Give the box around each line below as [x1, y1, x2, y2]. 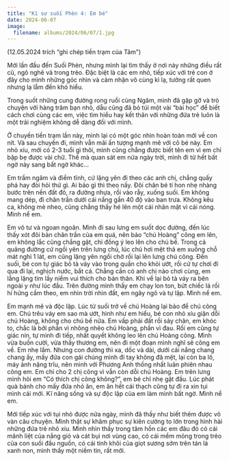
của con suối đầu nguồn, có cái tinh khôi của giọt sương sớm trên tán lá [7, 439, 208, 447]
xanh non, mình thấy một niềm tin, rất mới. [7, 447, 126, 455]
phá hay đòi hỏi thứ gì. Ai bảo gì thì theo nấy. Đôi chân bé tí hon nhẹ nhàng [7, 181, 217, 189]
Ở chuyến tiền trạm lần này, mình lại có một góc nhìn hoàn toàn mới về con [7, 132, 217, 140]
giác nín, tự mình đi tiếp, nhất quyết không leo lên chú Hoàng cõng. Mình [7, 332, 212, 340]
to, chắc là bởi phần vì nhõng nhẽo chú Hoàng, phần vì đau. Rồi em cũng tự [7, 324, 219, 332]
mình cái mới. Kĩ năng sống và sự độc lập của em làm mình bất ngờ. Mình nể [7, 390, 222, 398]
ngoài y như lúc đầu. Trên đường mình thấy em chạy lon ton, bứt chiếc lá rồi [7, 282, 220, 290]
